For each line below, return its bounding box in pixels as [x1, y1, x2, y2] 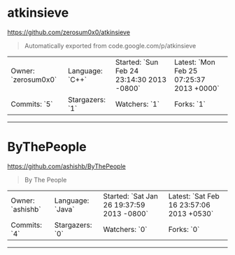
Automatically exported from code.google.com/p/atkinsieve [24, 41, 197, 50]
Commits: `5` [10, 99, 54, 109]
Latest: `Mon [173, 57, 215, 67]
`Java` [54, 204, 75, 214]
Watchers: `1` [115, 99, 159, 109]
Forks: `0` [168, 224, 200, 234]
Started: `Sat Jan [103, 191, 159, 201]
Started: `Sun [115, 57, 159, 67]
